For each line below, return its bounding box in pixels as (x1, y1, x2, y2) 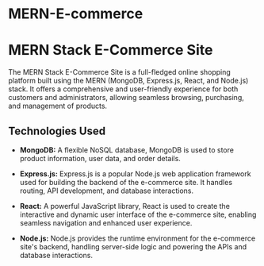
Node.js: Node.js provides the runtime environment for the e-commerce (19, 233, 256, 243)
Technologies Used (8, 124, 105, 137)
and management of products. (8, 101, 108, 111)
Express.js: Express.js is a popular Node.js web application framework (19, 168, 251, 179)
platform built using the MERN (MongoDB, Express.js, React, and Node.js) (8, 76, 249, 86)
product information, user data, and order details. (19, 153, 181, 163)
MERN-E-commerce (8, 5, 143, 23)
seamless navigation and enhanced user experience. (19, 218, 193, 227)
